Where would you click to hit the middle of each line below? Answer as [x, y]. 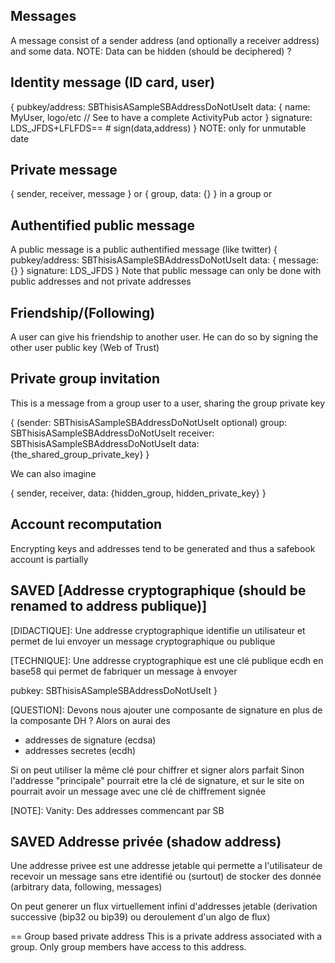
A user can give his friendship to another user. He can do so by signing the [164, 337]
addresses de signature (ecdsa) [90, 740]
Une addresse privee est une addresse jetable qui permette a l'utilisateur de [166, 866]
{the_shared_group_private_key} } [80, 454]
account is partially [49, 559]
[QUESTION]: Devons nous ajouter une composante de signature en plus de [166, 710]
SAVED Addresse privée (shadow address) [146, 841]
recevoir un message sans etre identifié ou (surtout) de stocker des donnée [166, 876]
